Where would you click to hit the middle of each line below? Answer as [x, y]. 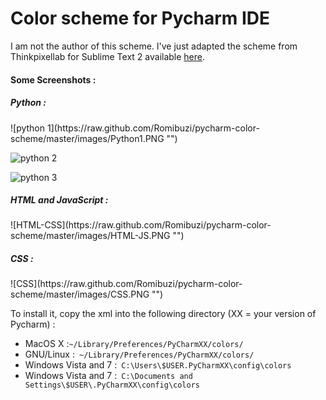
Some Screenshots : [53, 79]
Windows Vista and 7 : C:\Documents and [108, 376]
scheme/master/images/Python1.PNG [87, 138]
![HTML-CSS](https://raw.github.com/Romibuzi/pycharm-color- [141, 225]
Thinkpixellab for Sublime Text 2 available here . [108, 56]
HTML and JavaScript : [59, 200]
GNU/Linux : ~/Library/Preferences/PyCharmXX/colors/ [139, 354]
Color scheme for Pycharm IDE [140, 18]
